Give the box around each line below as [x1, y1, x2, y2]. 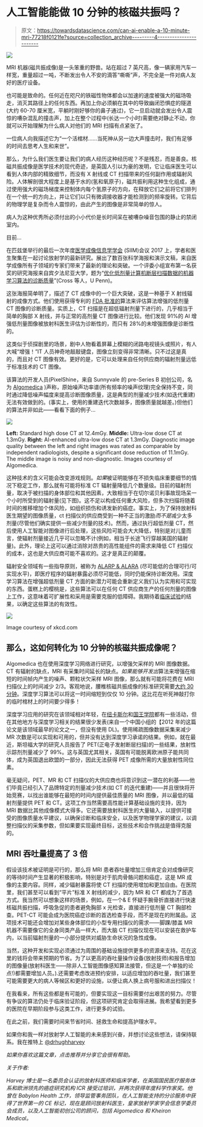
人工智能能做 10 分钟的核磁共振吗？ [6, 5, 182, 19]
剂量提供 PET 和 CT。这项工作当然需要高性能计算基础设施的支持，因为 [11, 799, 187, 806]
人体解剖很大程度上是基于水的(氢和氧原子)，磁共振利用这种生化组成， [16, 178, 190, 185]
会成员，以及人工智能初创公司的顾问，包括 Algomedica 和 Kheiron [6, 1107, 171, 1114]
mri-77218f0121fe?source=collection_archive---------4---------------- [21, 33, 197, 41]
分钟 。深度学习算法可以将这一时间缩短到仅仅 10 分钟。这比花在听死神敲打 [6, 690, 190, 697]
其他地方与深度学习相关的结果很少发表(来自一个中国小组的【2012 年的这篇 [11, 718, 196, 726]
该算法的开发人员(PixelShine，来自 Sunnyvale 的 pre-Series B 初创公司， [6, 375, 187, 383]
